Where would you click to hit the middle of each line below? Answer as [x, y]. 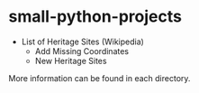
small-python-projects [95, 17]
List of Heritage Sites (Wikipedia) [83, 42]
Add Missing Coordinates [82, 51]
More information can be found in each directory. [99, 78]
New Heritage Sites [71, 60]
